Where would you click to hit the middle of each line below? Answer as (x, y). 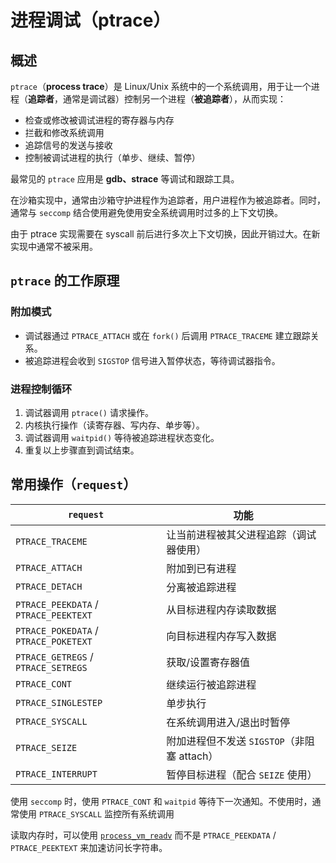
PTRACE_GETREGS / (54, 656)
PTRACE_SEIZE (46, 747)
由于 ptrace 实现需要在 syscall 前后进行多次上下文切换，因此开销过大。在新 (165, 234)
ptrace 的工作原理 (65, 281)
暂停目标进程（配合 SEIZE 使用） (242, 774)
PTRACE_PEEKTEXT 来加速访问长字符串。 (89, 847)
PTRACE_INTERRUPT (56, 774)
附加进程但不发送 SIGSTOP (225, 741)
